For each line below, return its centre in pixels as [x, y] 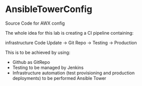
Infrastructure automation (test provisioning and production [73, 73]
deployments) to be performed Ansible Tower [59, 78]
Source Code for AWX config [35, 23]
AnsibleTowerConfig [49, 9]
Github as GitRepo [31, 62]
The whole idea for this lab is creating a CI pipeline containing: [69, 33]
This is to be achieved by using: [38, 52]
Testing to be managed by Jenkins [48, 67]
